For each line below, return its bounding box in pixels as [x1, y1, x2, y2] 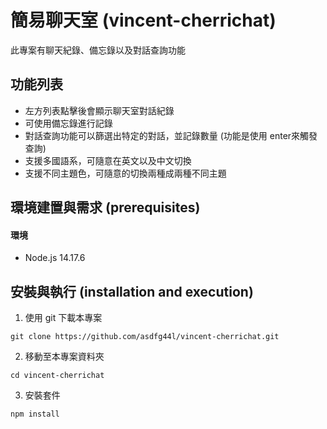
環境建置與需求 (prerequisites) [10, 199, 201, 216]
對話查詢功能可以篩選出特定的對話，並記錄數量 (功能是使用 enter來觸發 [24, 129, 318, 141]
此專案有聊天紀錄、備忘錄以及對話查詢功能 [10, 44, 186, 56]
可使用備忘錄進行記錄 [24, 117, 113, 129]
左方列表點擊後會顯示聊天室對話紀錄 [24, 104, 175, 116]
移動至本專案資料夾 [24, 351, 105, 363]
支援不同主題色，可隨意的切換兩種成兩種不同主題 [24, 167, 227, 179]
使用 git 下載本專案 [24, 312, 103, 324]
